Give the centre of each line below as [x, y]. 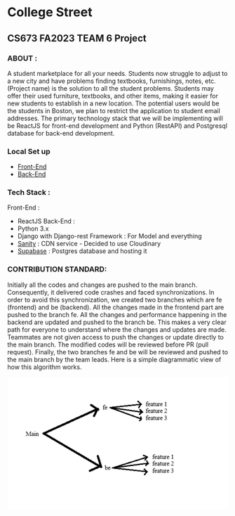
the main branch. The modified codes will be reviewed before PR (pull [108, 344]
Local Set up [29, 151]
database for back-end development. [61, 133]
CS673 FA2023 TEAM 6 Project [77, 38]
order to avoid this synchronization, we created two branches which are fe [115, 299]
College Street [50, 12]
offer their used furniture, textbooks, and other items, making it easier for [113, 96]
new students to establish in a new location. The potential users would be [113, 103]
